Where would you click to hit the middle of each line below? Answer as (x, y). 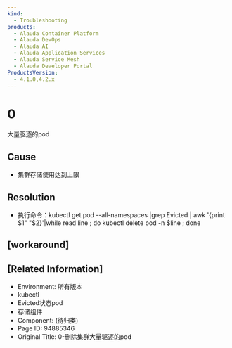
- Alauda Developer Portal (53, 66)
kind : (15, 14)
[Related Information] (55, 269)
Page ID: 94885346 (46, 328)
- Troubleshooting (41, 20)
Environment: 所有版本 (50, 287)
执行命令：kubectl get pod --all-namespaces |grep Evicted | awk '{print (121, 214)
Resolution (31, 197)
